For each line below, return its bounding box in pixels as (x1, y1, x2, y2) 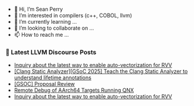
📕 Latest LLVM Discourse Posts (5, 48, 97, 56)
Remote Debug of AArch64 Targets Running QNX (14, 86, 134, 94)
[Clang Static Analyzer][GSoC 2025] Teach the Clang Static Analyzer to (14, 68, 188, 75)
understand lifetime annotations (14, 74, 92, 81)
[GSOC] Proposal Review (14, 81, 75, 88)
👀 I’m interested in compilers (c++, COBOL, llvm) (14, 12, 132, 19)
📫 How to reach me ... (14, 31, 69, 38)
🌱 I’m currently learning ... (14, 18, 77, 25)
